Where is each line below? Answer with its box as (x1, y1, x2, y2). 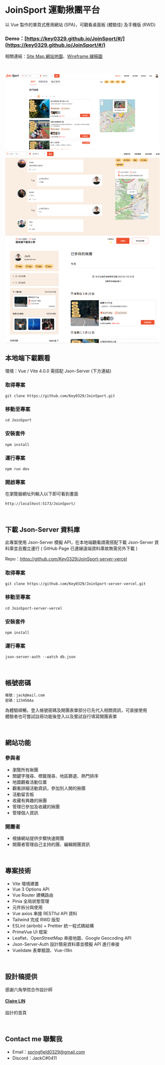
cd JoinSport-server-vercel (5, 606, 63, 611)
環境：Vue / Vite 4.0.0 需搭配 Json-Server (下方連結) (5, 368, 112, 374)
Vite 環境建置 (12, 880, 39, 887)
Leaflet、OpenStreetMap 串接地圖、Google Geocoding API (12, 935, 132, 941)
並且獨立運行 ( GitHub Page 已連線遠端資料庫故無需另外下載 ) (13, 546, 138, 552)
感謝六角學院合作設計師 (5, 986, 53, 992)
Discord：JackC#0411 (12, 1055, 57, 1061)
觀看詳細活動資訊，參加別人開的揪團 (12, 785, 86, 791)
